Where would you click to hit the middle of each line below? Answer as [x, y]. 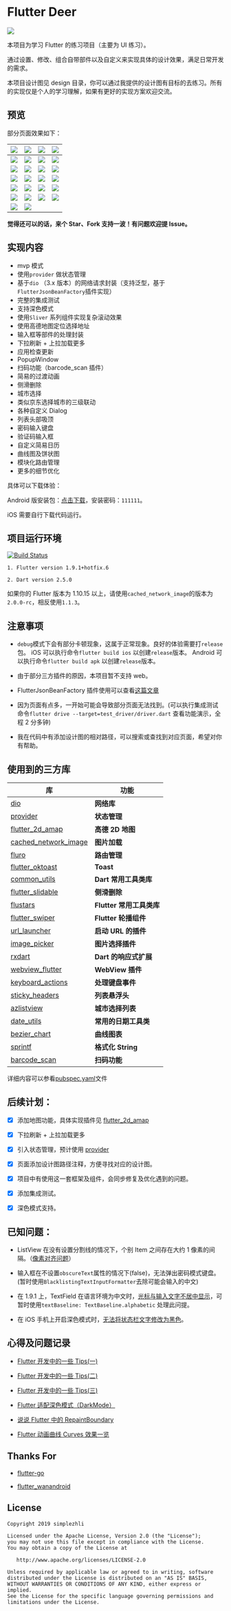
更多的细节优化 [38, 471]
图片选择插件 [115, 944]
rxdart [20, 956]
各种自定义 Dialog [42, 410]
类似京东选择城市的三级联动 [56, 402]
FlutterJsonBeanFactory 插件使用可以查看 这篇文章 [88, 691]
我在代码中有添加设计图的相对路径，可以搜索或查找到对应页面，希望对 [117, 737]
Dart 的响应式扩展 [123, 957]
